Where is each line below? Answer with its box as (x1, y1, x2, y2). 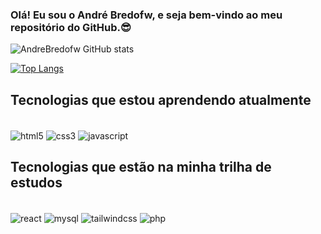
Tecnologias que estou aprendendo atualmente (10, 91, 312, 108)
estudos (10, 174, 63, 192)
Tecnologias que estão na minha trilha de (10, 159, 272, 176)
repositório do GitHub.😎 (10, 20, 132, 34)
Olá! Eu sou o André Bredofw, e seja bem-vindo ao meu (10, 8, 283, 22)
